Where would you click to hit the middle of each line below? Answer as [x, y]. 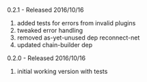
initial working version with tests [62, 71]
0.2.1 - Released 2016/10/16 [45, 10]
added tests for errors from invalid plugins [76, 23]
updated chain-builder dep [55, 45]
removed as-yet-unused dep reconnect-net [78, 38]
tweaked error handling [50, 30]
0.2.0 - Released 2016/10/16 [46, 58]
